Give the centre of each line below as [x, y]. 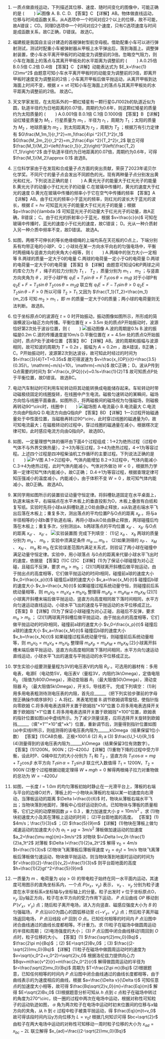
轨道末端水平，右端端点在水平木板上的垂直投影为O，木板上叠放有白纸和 [85, 501]
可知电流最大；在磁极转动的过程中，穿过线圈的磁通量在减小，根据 [79, 425]
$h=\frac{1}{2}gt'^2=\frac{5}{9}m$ [48, 869]
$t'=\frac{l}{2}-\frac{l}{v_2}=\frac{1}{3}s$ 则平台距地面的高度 [74, 863]
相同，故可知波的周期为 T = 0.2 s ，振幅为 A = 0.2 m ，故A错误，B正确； [85, 347]
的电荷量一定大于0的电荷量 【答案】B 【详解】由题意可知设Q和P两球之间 [86, 265]
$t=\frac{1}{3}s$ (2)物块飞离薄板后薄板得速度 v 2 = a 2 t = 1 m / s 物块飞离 [84, 850]
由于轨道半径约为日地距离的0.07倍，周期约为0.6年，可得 [100, 152]
